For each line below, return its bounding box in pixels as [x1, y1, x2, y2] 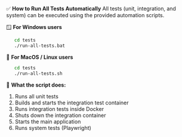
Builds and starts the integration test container [14, 99, 129, 106]
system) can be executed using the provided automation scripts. [6, 12, 165, 18]
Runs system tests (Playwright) [14, 124, 91, 131]
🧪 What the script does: [6, 81, 66, 88]
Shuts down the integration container [14, 111, 106, 119]
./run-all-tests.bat [14, 43, 66, 49]
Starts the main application [14, 118, 81, 125]
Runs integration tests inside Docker [14, 105, 104, 112]
